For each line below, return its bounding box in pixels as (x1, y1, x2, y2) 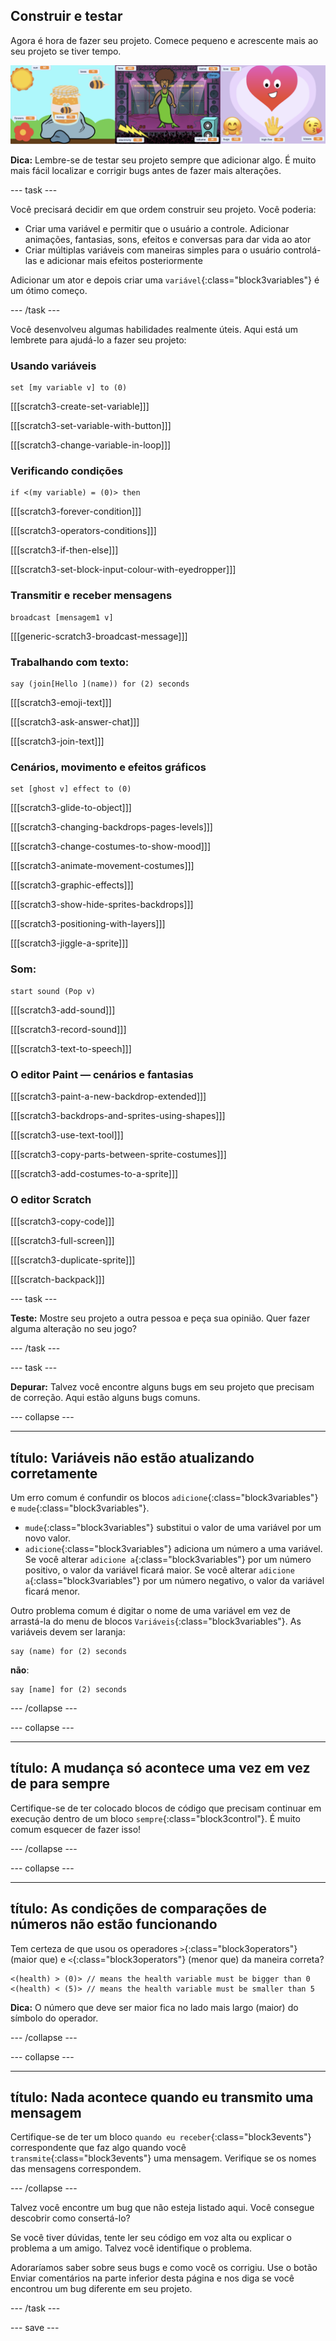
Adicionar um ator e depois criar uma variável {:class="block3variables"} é (10, 274, 320, 286)
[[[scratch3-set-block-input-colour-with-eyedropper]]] (10, 564, 237, 576)
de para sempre (10, 1775, 111, 1793)
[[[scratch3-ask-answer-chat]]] (10, 716, 140, 728)
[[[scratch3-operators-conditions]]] (10, 525, 157, 537)
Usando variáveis (10, 359, 97, 373)
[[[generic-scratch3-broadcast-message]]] (10, 630, 188, 642)
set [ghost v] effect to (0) (10, 784, 132, 794)
